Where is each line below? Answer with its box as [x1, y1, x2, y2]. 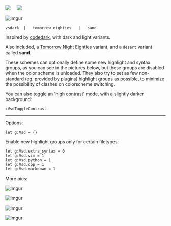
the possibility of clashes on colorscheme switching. [5, 81, 116, 87]
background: [5, 96, 32, 102]
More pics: [5, 175, 28, 181]
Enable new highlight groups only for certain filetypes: [5, 139, 119, 145]
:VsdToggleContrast [5, 106, 47, 111]
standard [5, 76, 24, 82]
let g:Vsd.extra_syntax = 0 [5, 148, 65, 154]
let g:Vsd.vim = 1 [5, 153, 44, 158]
